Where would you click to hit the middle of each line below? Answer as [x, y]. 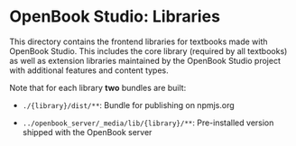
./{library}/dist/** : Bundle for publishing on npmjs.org [128, 105]
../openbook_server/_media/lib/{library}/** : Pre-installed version [148, 123]
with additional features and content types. [89, 70]
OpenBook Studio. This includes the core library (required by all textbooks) [148, 50]
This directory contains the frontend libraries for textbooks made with [139, 41]
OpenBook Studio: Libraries [115, 17]
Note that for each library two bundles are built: [98, 87]
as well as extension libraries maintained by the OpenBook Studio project [145, 60]
